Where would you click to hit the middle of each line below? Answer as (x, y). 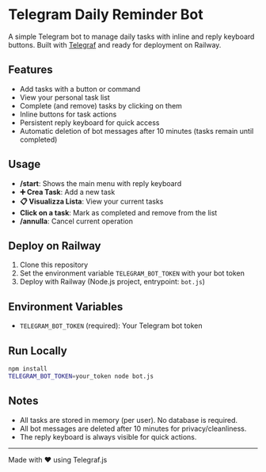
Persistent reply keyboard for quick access (89, 122)
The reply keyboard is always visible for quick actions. (108, 436)
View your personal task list (65, 97)
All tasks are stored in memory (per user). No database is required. (129, 420)
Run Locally (38, 350)
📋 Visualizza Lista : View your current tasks (91, 201)
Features (30, 70)
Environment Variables (66, 306)
